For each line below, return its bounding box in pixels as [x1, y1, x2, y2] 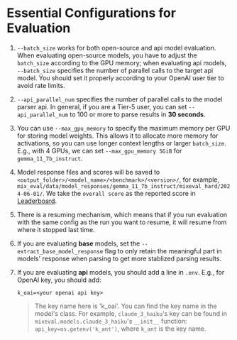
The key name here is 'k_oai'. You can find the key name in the [34, 302, 217, 310]
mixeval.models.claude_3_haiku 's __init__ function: [34, 317, 187, 325]
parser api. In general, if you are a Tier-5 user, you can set [16, 102, 187, 111]
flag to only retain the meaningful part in [104, 246, 222, 255]
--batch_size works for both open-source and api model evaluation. [16, 43, 216, 52]
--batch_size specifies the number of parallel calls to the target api [16, 66, 214, 75]
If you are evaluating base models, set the [16, 239, 140, 248]
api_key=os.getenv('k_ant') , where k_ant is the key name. [34, 324, 206, 333]
